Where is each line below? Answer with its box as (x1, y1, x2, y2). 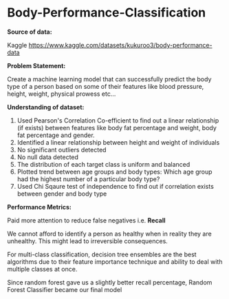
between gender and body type (17, 189, 107, 198)
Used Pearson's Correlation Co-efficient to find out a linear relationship (17, 116, 219, 125)
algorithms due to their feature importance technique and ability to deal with (7, 257, 223, 266)
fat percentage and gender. (17, 131, 95, 139)
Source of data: (7, 28, 53, 36)
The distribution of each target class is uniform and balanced (17, 160, 190, 168)
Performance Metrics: (7, 203, 72, 211)
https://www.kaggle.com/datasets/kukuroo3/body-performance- (28, 41, 212, 49)
